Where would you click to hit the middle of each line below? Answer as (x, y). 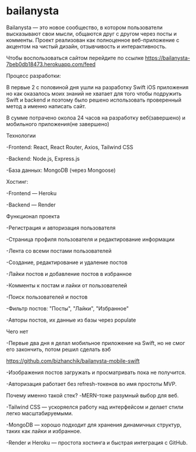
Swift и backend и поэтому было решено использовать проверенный (94, 100)
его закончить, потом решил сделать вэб (59, 349)
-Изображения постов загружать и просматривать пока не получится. (96, 372)
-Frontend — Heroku (31, 193)
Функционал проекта (33, 216)
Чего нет (17, 331)
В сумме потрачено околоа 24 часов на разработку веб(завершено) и (96, 118)
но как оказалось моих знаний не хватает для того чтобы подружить (94, 93)
